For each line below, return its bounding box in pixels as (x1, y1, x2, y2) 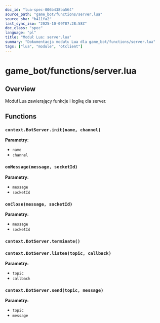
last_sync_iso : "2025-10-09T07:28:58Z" (5, 21, 87, 26)
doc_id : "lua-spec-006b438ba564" (5, 7, 74, 12)
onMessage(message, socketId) (5, 164, 78, 170)
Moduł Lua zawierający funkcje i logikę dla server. (5, 98, 107, 104)
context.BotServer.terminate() (5, 238, 80, 244)
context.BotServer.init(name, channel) (5, 127, 101, 132)
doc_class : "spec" (5, 26, 43, 31)
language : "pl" (5, 30, 37, 35)
